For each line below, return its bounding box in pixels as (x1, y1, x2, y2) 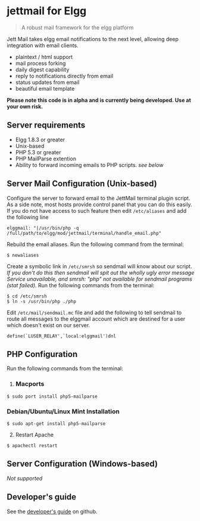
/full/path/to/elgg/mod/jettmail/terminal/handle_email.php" (7, 230, 162, 236)
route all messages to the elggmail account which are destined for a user (7, 315, 186, 322)
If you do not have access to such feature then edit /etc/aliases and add (7, 207, 187, 214)
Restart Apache (15, 431, 54, 438)
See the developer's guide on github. (7, 508, 98, 515)
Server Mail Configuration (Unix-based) (7, 179, 157, 189)
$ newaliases (7, 252, 39, 258)
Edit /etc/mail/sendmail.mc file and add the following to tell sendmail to (7, 309, 182, 316)
